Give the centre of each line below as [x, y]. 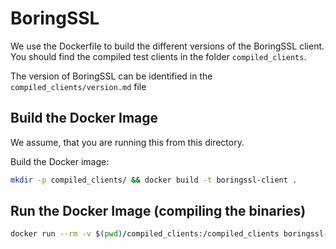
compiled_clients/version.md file [78, 86]
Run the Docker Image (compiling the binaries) [158, 211]
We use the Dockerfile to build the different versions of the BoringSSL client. [167, 46]
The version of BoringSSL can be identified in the [111, 76]
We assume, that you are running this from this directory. [127, 142]
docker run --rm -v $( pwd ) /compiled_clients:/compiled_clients [145, 234]
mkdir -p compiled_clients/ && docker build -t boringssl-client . [154, 180]
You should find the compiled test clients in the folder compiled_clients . [158, 56]
